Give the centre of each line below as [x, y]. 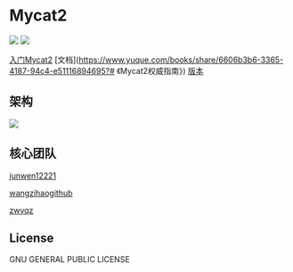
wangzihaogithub [41, 193]
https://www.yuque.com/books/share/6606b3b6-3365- [181, 60]
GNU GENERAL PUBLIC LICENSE [70, 260]
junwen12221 [33, 176]
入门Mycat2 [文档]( [44, 60]
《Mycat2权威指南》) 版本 [160, 70]
